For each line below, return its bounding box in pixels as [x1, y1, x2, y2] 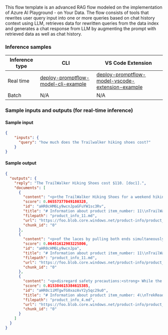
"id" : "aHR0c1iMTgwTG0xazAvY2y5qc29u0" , [23, 288, 108, 293]
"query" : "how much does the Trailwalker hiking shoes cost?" [18, 140, 151, 145]
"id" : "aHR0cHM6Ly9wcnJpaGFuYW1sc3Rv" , [23, 204, 106, 209]
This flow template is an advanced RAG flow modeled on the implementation [5, 5, 162, 10]
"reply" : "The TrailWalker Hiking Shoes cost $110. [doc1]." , [14, 180, 146, 185]
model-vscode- [96, 77, 135, 84]
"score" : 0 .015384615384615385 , [23, 283, 91, 288]
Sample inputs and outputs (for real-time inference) [5, 107, 133, 114]
